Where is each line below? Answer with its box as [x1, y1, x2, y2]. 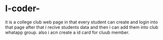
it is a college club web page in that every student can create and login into [5, 19, 158, 25]
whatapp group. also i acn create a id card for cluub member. [5, 29, 130, 35]
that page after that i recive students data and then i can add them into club [5, 24, 159, 30]
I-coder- [5, 3, 41, 14]
